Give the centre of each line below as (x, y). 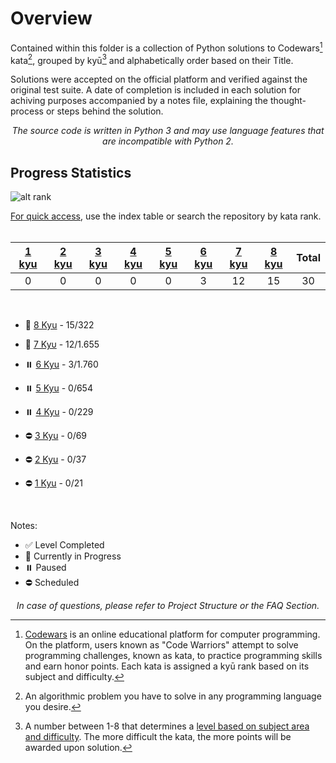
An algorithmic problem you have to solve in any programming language (173, 696)
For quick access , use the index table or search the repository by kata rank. (166, 216)
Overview (51, 18)
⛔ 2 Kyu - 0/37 (55, 459)
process (27, 111)
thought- (288, 101)
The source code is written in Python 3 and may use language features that (168, 131)
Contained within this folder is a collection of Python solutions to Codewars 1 (166, 47)
